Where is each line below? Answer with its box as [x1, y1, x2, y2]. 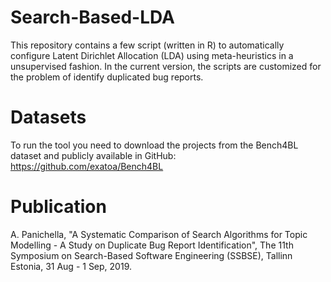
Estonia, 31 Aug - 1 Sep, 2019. [10, 260, 132, 272]
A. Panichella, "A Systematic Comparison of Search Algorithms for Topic [10, 228, 308, 240]
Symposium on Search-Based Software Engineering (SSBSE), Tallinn [10, 249, 293, 261]
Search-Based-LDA [10, 6, 175, 29]
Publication [10, 196, 107, 218]
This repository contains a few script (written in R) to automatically [10, 39, 285, 51]
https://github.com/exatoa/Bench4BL [10, 160, 164, 172]
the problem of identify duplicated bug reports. [10, 71, 204, 83]
